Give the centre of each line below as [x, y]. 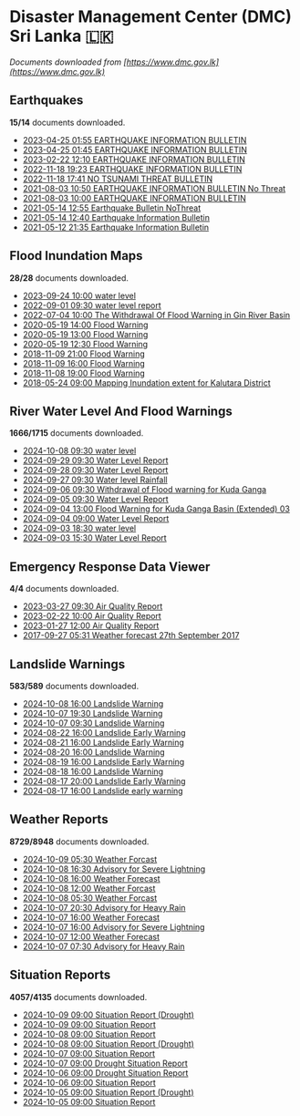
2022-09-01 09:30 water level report [92, 305]
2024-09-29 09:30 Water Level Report [95, 460]
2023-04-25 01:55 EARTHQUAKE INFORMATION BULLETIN [134, 139]
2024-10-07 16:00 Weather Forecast [91, 917]
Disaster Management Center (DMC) [150, 17]
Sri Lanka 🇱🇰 [62, 36]
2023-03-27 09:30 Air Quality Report [93, 606]
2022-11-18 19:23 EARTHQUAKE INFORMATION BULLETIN [132, 169]
